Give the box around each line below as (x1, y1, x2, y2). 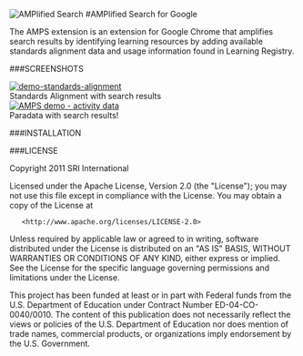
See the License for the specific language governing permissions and (9, 262, 270, 273)
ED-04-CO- (215, 300, 259, 310)
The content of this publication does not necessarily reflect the (55, 310, 291, 320)
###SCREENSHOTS (9, 64, 84, 74)
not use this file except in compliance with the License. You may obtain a (9, 190, 282, 200)
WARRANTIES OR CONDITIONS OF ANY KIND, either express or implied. (9, 253, 280, 263)
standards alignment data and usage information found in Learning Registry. (9, 46, 295, 56)
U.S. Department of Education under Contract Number (9, 300, 214, 310)
